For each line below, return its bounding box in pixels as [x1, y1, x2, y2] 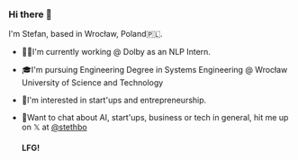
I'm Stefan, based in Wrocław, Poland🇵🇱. [8, 29, 163, 40]
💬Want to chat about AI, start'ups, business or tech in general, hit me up [21, 112, 289, 123]
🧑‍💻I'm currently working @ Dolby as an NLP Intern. [21, 47, 211, 58]
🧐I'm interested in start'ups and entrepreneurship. [21, 94, 207, 106]
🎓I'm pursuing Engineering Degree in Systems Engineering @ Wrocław [21, 65, 288, 76]
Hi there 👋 [8, 8, 53, 21]
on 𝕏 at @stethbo [21, 121, 87, 133]
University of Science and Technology [21, 77, 164, 88]
